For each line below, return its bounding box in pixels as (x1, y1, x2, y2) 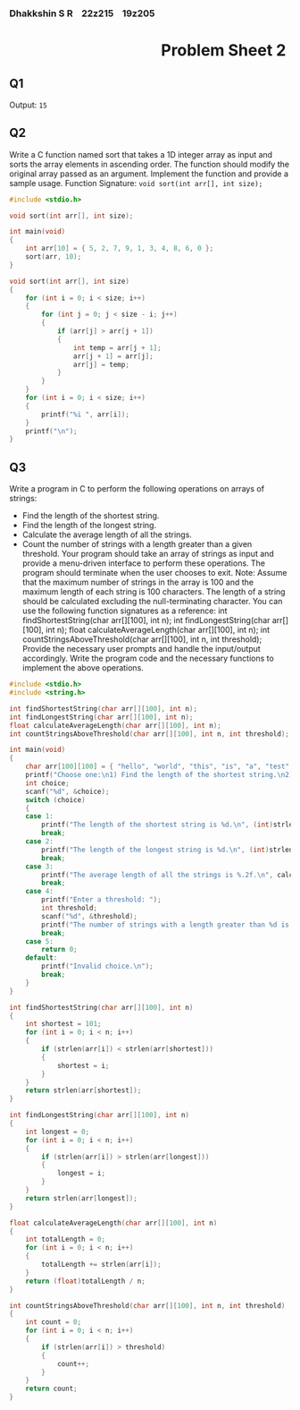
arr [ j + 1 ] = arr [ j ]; (72, 352, 154, 361)
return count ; (25, 1384, 78, 1394)
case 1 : (25, 812, 54, 821)
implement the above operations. (21, 662, 145, 673)
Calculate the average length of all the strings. (21, 529, 192, 540)
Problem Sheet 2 (160, 40, 287, 61)
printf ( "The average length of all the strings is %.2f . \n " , (41, 870, 274, 879)
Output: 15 (9, 99, 47, 110)
